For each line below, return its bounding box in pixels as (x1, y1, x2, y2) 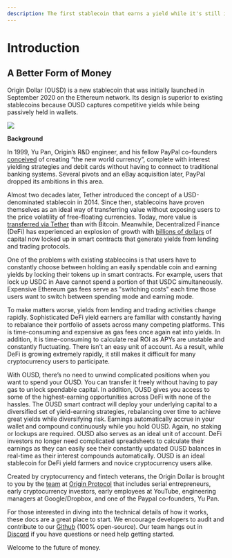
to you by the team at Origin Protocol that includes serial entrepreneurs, (7, 479, 211, 488)
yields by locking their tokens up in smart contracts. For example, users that (7, 270, 223, 278)
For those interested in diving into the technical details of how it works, (7, 507, 209, 516)
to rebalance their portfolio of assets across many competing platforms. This (7, 320, 225, 329)
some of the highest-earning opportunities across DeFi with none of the (7, 393, 212, 401)
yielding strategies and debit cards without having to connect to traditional (7, 162, 219, 170)
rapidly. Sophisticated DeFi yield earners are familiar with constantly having (7, 313, 222, 321)
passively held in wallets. (7, 108, 78, 116)
